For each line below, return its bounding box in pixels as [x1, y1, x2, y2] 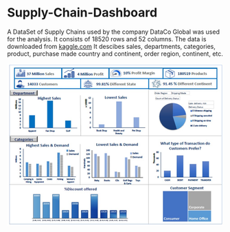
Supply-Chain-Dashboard [7, 5, 158, 21]
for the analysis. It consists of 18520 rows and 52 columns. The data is [7, 34, 207, 43]
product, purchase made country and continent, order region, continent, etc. [7, 50, 223, 58]
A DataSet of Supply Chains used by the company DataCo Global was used [7, 28, 220, 36]
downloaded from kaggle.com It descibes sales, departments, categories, [7, 42, 216, 50]
